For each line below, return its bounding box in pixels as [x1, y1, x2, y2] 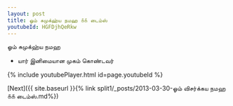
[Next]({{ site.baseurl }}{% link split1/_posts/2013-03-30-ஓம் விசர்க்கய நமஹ [7, 84, 226, 93]
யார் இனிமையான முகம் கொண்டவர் [17, 57, 114, 65]
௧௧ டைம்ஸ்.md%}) [7, 92, 59, 100]
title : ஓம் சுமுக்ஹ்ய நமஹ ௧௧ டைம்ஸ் [7, 17, 107, 24]
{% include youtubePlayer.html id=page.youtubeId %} [7, 71, 164, 79]
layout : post [7, 10, 46, 18]
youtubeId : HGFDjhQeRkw [7, 23, 77, 30]
